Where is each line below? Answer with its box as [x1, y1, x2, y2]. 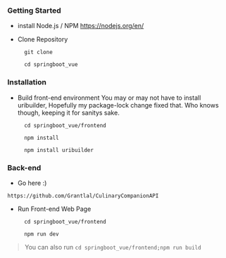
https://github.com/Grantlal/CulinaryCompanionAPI [7, 192, 159, 199]
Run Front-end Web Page [17, 205, 92, 213]
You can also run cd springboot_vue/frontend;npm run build [24, 243, 202, 251]
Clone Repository [17, 35, 68, 44]
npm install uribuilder [24, 146, 94, 153]
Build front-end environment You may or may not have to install [17, 93, 201, 102]
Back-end [7, 162, 42, 172]
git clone [24, 49, 53, 56]
